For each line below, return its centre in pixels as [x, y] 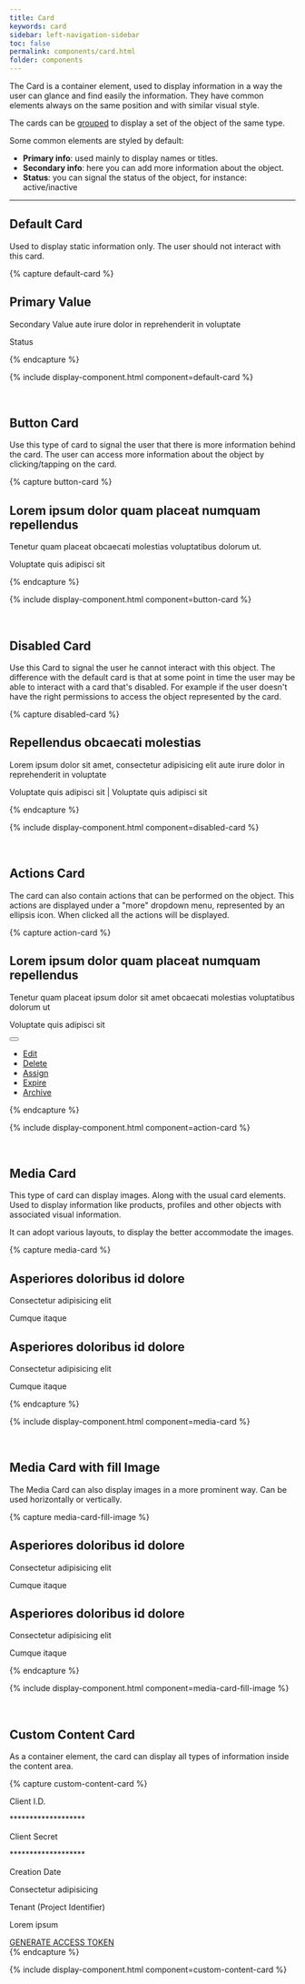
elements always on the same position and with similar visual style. [135, 105]
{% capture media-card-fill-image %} [79, 1516]
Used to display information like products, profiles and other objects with [145, 1205]
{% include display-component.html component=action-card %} [130, 1127]
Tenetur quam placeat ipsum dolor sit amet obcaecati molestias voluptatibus [152, 997]
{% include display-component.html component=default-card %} [132, 377]
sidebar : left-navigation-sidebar [75, 35]
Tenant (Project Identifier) [58, 1908]
